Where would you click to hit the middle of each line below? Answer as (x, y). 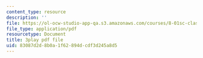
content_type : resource (36, 12)
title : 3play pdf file (35, 40)
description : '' (27, 18)
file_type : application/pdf (42, 29)
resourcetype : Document (36, 34)
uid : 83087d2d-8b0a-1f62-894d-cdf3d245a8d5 (62, 46)
